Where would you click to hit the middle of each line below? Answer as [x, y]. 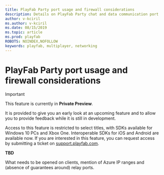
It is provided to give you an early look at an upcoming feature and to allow [80, 113]
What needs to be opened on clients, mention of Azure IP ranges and [75, 162]
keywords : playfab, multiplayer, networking [51, 46]
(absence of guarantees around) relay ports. [50, 167]
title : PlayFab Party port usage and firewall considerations [70, 10]
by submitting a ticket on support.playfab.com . [52, 143]
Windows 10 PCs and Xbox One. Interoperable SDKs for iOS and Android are [82, 133]
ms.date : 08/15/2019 [26, 28]
